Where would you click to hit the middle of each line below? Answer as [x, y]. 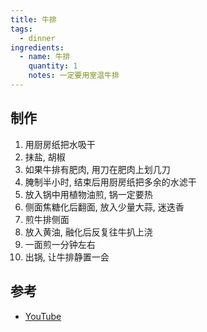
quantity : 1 [53, 66]
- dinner [37, 38]
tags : [21, 29]
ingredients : [37, 47]
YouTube [43, 316]
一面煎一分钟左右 [60, 244]
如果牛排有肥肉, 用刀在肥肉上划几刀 [97, 169]
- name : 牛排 [45, 57]
